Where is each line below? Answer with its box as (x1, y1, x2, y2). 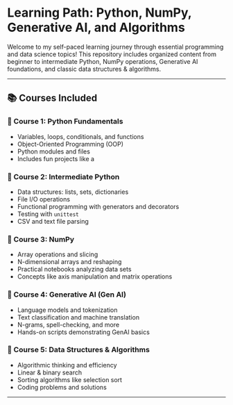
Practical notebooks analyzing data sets (17, 265, 132, 274)
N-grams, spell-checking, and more (17, 320, 120, 329)
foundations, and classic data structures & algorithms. (7, 65, 162, 73)
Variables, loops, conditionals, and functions (17, 132, 144, 140)
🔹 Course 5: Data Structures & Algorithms (7, 345, 150, 355)
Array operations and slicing (17, 250, 98, 258)
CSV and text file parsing (17, 217, 89, 225)
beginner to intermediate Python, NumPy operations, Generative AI (7, 57, 198, 65)
